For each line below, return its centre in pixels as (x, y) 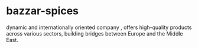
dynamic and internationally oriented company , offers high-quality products (99, 27)
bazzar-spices (42, 11)
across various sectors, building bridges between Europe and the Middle (95, 33)
